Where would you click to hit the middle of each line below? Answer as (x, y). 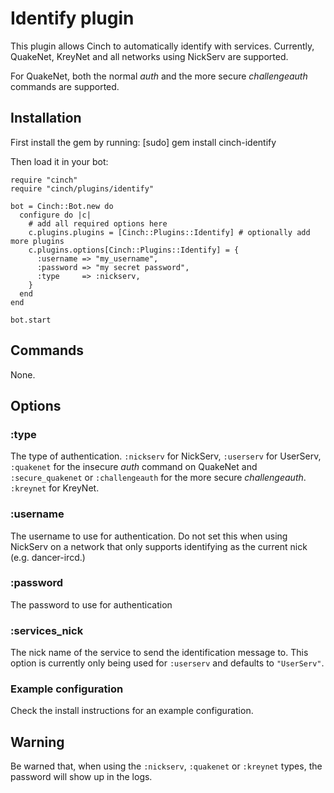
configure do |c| (55, 215)
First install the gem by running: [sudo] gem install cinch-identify (143, 142)
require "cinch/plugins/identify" (82, 188)
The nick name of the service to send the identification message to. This (159, 653)
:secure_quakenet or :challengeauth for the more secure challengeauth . (158, 478)
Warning (37, 742)
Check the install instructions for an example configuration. (132, 711)
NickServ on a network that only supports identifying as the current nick (159, 546)
